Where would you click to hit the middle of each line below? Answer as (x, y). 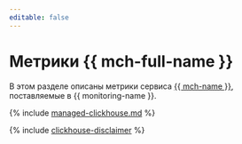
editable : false (39, 17)
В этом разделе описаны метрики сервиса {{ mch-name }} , (121, 86)
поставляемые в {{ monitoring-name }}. (83, 95)
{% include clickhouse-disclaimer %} (77, 130)
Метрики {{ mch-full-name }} (121, 61)
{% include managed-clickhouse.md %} (82, 113)
